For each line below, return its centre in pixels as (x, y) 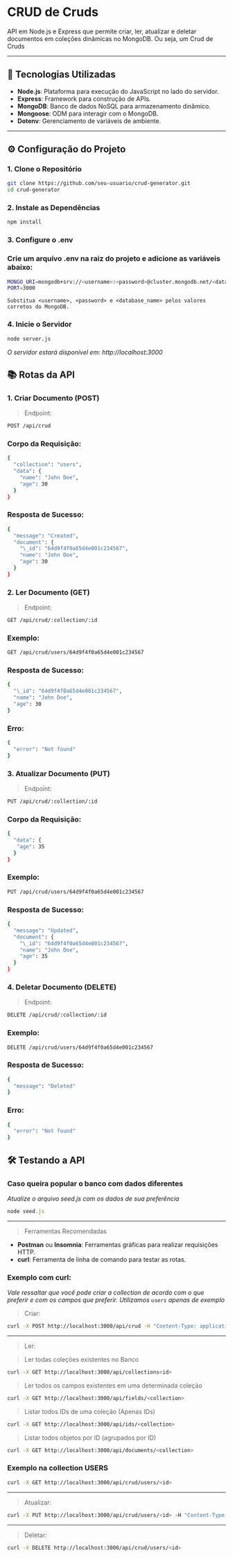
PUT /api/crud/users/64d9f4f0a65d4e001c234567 (76, 892)
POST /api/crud (29, 426)
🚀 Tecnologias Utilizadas (61, 75)
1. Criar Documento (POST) (53, 398)
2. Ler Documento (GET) (49, 592)
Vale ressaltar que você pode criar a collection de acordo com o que (106, 1293)
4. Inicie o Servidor (40, 324)
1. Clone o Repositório (44, 169)
